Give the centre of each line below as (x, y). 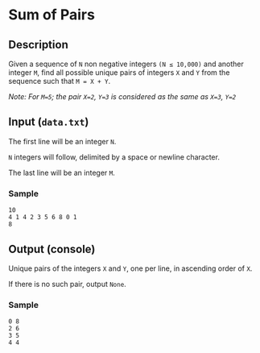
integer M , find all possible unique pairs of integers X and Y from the (119, 73)
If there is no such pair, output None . (67, 284)
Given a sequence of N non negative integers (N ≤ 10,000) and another (126, 64)
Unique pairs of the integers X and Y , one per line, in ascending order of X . (130, 268)
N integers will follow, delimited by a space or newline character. (114, 157)
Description (38, 45)
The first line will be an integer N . (62, 141)
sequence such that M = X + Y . (60, 81)
